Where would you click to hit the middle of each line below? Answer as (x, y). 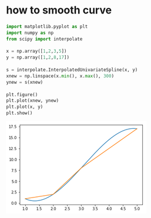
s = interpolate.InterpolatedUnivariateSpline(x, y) (72, 70)
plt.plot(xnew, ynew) (33, 101)
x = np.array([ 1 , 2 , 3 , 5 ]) (36, 51)
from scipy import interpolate (44, 39)
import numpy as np (30, 33)
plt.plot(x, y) (25, 107)
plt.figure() (22, 94)
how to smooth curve (59, 10)
